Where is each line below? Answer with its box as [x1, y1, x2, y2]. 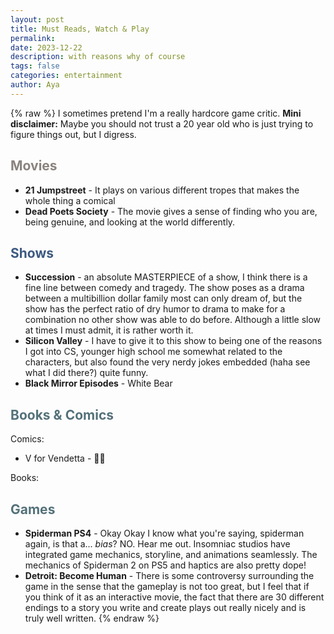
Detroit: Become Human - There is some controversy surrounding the [24, 570, 315, 581]
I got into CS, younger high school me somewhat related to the [24, 346, 283, 358]
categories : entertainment [10, 71, 123, 81]
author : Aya [10, 80, 60, 90]
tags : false [10, 61, 60, 71]
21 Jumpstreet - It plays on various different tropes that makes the [24, 184, 300, 196]
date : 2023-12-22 [10, 42, 83, 53]
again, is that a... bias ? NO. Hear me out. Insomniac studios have [24, 538, 291, 550]
